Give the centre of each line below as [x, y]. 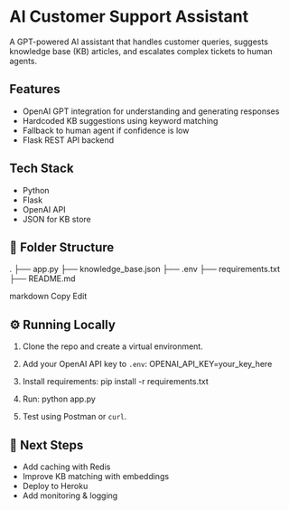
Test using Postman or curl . [75, 417]
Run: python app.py [59, 399]
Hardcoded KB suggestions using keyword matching [120, 120]
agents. [23, 61]
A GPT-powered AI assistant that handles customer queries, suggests [139, 42]
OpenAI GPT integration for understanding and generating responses [151, 111]
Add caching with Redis [66, 467]
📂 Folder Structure [62, 247]
